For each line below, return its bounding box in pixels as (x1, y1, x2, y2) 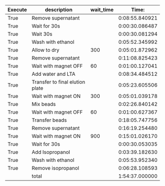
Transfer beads (31, 117, 67, 124)
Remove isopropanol (31, 165, 80, 171)
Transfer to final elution (31, 79, 85, 85)
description (45, 6, 73, 13)
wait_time (90, 6, 114, 13)
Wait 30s (31, 31, 53, 37)
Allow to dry (31, 47, 60, 53)
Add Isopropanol (31, 149, 70, 155)
